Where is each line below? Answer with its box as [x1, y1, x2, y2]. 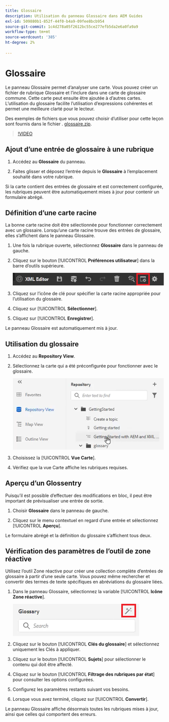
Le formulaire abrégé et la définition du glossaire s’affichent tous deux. [5, 532, 152, 538]
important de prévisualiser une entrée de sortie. [5, 497, 104, 503]
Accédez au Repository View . [12, 353, 75, 359]
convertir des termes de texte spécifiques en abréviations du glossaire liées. [5, 579, 163, 585]
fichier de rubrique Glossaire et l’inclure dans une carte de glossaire [5, 90, 146, 96]
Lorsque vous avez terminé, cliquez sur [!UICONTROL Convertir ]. [12, 696, 149, 702]
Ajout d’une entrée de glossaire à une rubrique [5, 145, 154, 154]
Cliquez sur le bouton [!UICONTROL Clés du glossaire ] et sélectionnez [12, 641, 159, 647]
